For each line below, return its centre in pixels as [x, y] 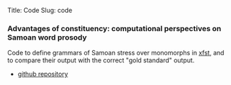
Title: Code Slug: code [40, 10]
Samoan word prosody [47, 37]
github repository [43, 74]
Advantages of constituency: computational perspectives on [114, 28]
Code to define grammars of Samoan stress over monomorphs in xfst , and [116, 53]
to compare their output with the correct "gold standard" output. [101, 60]
